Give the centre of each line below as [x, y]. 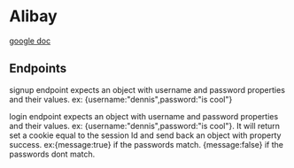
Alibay [33, 16]
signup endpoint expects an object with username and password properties [147, 89]
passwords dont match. [52, 154]
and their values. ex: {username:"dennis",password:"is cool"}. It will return [145, 126]
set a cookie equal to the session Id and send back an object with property [145, 135]
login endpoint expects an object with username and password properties [144, 116]
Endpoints [38, 69]
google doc [30, 41]
